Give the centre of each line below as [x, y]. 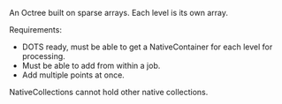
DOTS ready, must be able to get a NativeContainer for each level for [147, 47]
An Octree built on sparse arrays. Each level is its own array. [118, 13]
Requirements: [35, 30]
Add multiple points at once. [73, 75]
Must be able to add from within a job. [91, 66]
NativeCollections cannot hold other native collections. [109, 92]
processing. [44, 56]
